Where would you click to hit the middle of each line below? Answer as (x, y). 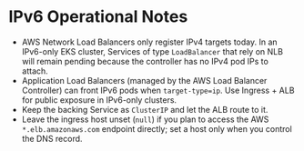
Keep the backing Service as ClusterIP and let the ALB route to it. (145, 109)
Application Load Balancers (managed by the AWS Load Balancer (144, 80)
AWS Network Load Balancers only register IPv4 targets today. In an (150, 42)
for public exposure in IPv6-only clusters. (99, 100)
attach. (35, 71)
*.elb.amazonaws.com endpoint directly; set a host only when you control (157, 128)
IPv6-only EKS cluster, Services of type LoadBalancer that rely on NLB (152, 51)
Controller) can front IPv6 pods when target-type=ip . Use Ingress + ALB (158, 90)
